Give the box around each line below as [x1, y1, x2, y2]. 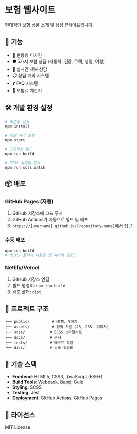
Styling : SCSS [12, 384, 42, 390]
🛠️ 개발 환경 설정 [5, 104, 53, 112]
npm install [5, 124, 30, 129]
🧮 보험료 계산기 [12, 87, 42, 93]
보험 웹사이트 [5, 4, 56, 16]
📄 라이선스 [5, 411, 36, 419]
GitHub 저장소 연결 [12, 276, 50, 282]
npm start [5, 138, 26, 143]
